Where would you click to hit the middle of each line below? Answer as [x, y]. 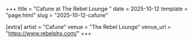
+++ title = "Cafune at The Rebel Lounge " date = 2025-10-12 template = [97, 9]
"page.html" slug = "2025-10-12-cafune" [57, 15]
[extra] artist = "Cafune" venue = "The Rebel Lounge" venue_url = [88, 27]
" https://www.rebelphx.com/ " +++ [49, 33]
